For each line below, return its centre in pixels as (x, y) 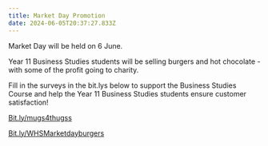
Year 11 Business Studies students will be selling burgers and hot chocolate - (134, 61)
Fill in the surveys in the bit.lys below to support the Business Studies (122, 85)
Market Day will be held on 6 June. (66, 45)
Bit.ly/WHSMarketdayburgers (56, 133)
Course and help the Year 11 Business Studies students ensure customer (127, 93)
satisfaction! (29, 102)
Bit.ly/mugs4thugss (40, 117)
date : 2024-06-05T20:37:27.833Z (62, 23)
